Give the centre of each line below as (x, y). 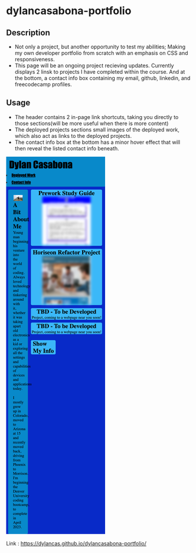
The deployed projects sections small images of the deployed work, (97, 129)
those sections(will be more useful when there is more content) (92, 123)
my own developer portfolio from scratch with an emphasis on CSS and (101, 53)
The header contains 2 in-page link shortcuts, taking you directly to (97, 117)
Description (28, 33)
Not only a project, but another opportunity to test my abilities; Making (100, 47)
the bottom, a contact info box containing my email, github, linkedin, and (102, 78)
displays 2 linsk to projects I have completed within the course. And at (100, 72)
